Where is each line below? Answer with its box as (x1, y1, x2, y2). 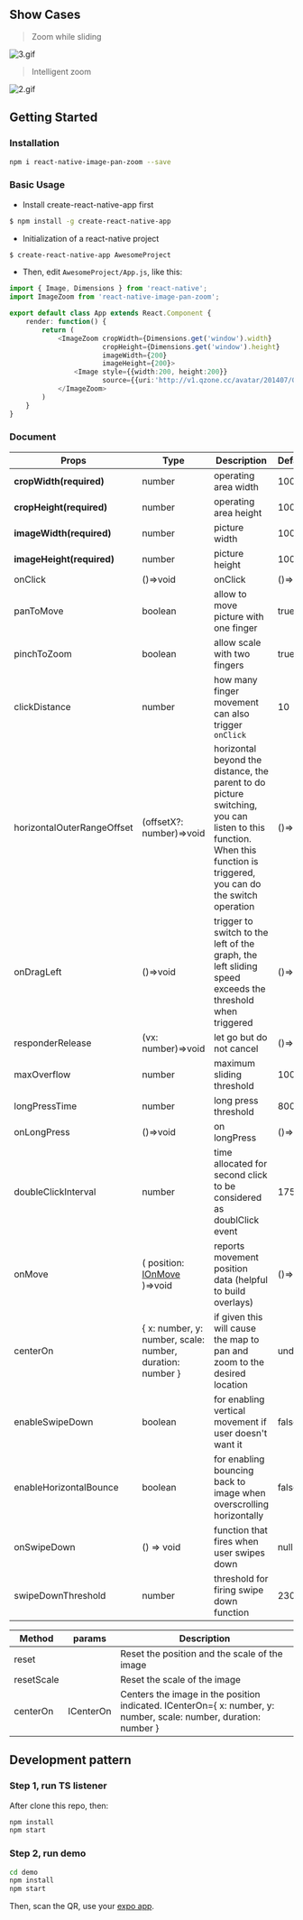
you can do (213, 877, 262, 890)
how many (213, 673, 259, 686)
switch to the (213, 926, 269, 938)
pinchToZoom (14, 647, 72, 660)
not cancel (213, 1042, 259, 1055)
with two (213, 647, 251, 660)
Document (9, 430, 57, 443)
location (213, 1378, 248, 1390)
